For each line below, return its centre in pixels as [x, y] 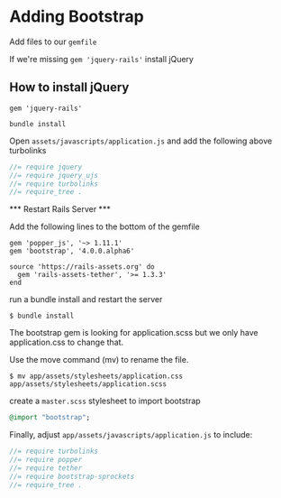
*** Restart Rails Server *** [60, 209]
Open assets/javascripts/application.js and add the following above [141, 141]
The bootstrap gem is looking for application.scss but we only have [134, 333]
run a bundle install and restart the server [86, 300]
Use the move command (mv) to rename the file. [99, 360]
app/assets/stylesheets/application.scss [88, 384]
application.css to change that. [67, 342]
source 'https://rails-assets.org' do [82, 267]
